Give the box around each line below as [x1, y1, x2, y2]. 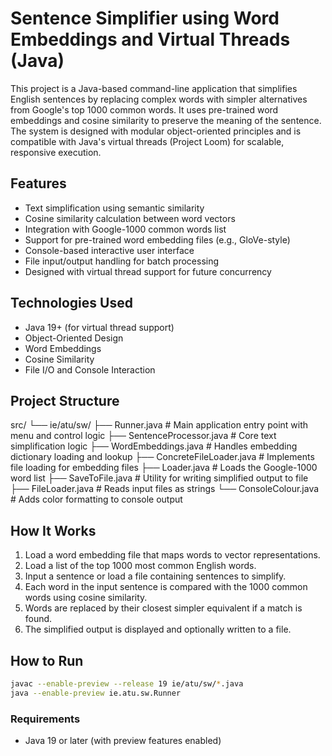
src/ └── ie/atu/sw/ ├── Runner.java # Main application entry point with [10, 419, 309, 431]
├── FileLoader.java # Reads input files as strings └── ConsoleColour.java [10, 483, 320, 495]
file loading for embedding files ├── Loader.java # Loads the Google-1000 [10, 462, 318, 474]
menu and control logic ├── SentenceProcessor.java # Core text [10, 430, 277, 442]
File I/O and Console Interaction [24, 363, 156, 376]
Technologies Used [10, 295, 133, 312]
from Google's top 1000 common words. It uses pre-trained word [10, 103, 279, 116]
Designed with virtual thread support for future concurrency [24, 265, 272, 277]
